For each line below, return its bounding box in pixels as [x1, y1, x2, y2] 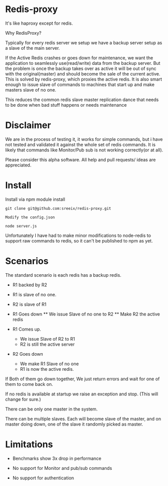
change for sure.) [5, 396, 41, 402]
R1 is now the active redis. [20, 366, 74, 372]
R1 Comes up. [12, 326, 41, 332]
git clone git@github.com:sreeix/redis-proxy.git [5, 206, 112, 211]
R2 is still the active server [20, 341, 75, 347]
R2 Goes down [12, 351, 44, 357]
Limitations [5, 439, 53, 450]
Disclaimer [5, 120, 51, 131]
